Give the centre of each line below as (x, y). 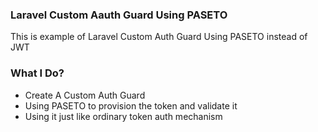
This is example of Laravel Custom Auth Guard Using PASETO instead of (159, 37)
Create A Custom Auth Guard (85, 95)
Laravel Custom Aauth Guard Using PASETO (119, 15)
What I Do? (37, 73)
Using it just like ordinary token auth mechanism (123, 116)
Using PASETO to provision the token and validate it (131, 105)
